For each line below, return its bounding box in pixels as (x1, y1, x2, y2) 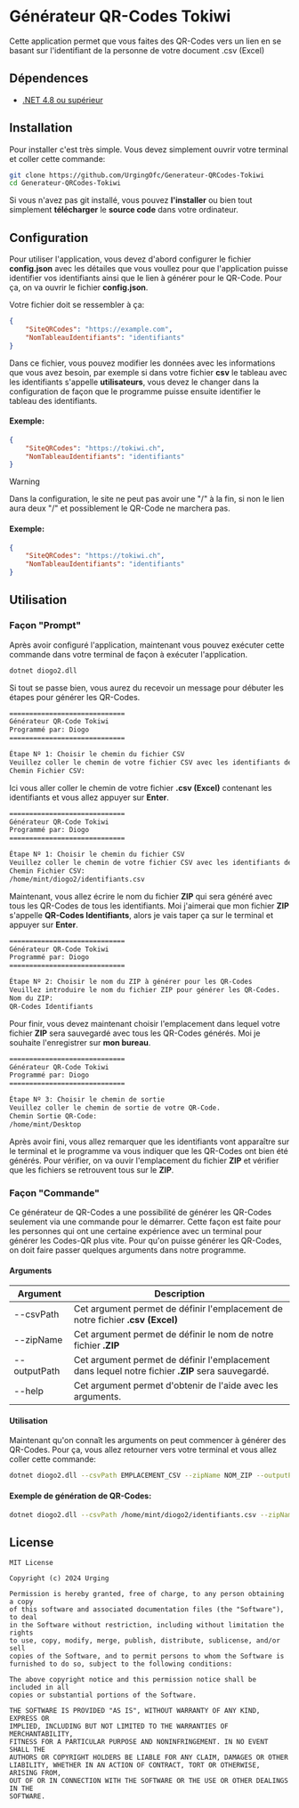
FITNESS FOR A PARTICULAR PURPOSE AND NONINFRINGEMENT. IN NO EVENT (9, 1738, 269, 1747)
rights (9, 1628, 34, 1638)
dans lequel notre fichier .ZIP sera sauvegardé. (74, 1365, 270, 1377)
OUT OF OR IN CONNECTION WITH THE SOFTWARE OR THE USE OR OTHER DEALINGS (9, 1777, 289, 1786)
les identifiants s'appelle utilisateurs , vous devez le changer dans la (9, 376, 260, 387)
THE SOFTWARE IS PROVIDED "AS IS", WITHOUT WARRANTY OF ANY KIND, (9, 1707, 261, 1715)
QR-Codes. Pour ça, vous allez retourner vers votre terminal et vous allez (9, 1444, 278, 1456)
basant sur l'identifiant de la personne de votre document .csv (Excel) (9, 44, 265, 55)
